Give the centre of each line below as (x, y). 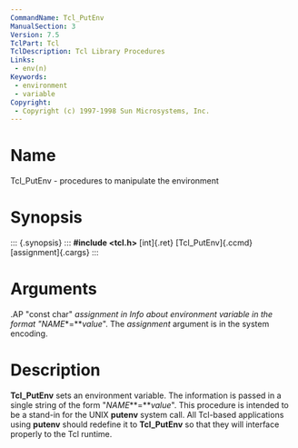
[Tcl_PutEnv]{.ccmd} (214, 243)
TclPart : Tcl (35, 43)
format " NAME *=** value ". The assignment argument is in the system (140, 324)
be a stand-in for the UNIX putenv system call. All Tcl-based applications (147, 415)
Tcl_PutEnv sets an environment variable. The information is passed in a (146, 395)
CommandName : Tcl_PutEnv (57, 18)
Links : (23, 60)
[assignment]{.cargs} (50, 253)
